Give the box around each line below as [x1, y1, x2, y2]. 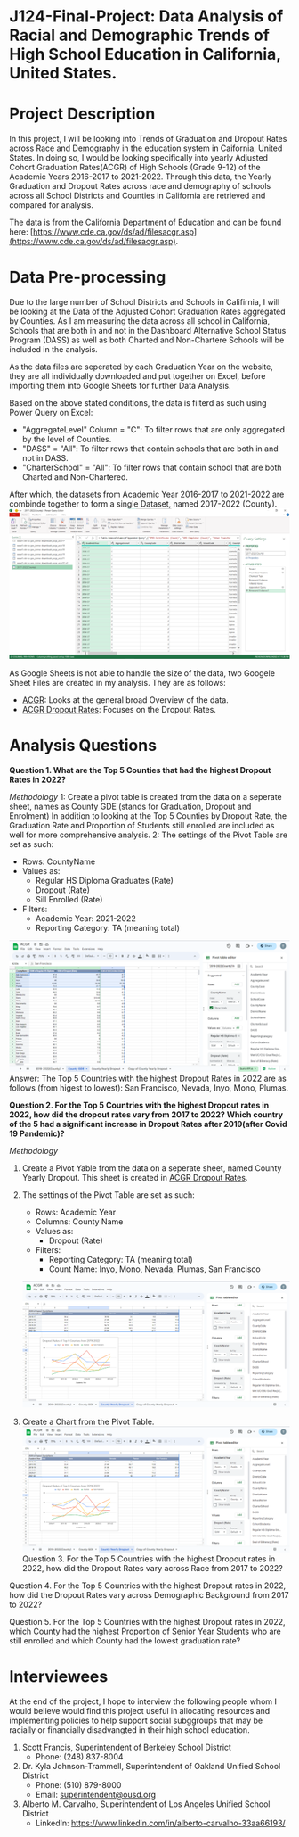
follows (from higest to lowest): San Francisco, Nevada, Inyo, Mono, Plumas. [9, 1083, 289, 1093]
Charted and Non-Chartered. [21, 472, 129, 482]
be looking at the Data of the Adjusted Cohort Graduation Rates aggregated [9, 306, 287, 317]
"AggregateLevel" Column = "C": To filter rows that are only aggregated [21, 424, 286, 435]
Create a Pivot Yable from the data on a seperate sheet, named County [21, 1163, 282, 1174]
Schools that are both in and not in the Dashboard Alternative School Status [9, 325, 287, 336]
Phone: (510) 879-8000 [35, 1779, 122, 1790]
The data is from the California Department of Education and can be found [9, 217, 282, 228]
